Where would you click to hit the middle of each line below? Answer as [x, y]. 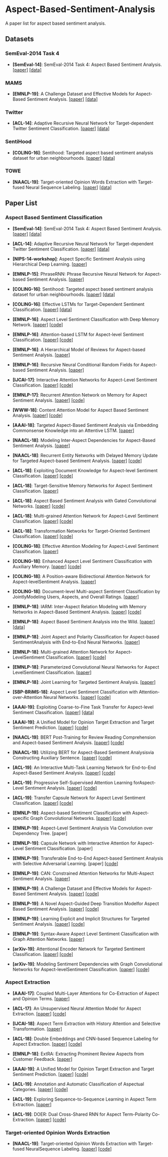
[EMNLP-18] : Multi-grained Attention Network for [63, 652]
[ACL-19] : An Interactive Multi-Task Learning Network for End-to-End [84, 767]
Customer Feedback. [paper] [42, 1059]
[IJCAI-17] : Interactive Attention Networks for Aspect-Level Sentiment [85, 379]
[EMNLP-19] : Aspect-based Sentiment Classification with [72, 813]
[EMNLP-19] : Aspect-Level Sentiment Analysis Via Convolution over [83, 828]
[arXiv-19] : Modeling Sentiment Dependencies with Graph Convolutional [88, 964]
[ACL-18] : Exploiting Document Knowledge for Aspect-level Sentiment [85, 470]
